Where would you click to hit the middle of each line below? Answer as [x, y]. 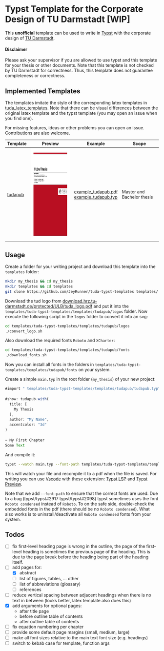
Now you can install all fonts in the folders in [50, 365]
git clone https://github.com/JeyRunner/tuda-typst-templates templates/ [82, 291]
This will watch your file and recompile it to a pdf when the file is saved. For [81, 473]
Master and [133, 192]
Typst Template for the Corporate [74, 9]
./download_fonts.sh [26, 355]
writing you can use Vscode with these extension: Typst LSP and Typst [76, 479]
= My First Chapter [25, 440]
